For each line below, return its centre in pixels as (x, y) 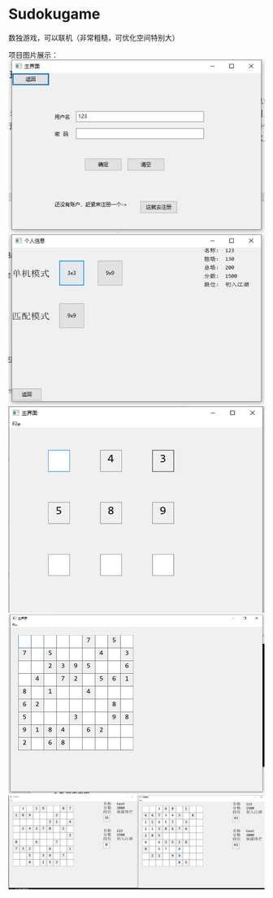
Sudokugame (54, 14)
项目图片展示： (33, 54)
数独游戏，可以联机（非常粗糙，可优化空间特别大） (94, 37)
